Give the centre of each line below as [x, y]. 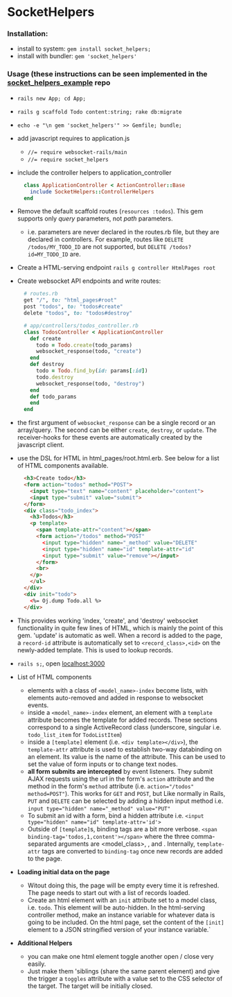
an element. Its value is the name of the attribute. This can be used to [126, 756]
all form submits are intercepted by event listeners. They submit [120, 771]
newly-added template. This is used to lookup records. [95, 650]
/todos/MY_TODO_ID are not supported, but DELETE [97, 247]
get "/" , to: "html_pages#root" [70, 300]
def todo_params [53, 397]
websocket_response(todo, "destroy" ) [90, 383]
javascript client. [41, 445]
